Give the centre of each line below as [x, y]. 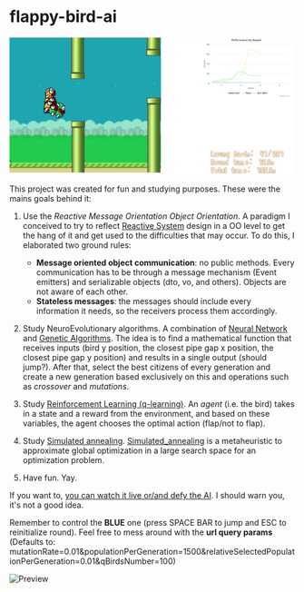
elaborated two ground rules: [77, 245]
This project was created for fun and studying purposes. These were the [145, 189]
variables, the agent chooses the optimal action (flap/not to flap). [144, 423]
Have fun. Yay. [49, 478]
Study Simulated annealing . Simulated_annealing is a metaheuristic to [152, 441]
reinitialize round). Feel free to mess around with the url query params [141, 532]
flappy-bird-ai [64, 17]
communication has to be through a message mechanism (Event [156, 272]
